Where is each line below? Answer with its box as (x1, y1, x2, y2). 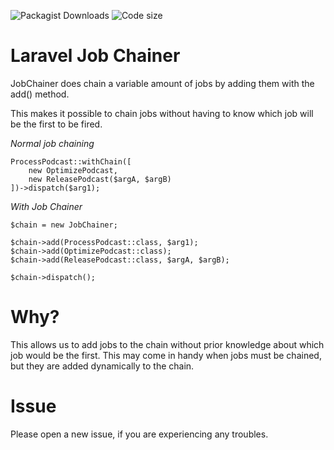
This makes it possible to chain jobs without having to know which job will (10, 107, 314, 119)
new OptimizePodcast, (28, 165, 118, 175)
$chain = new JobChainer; (10, 220, 118, 230)
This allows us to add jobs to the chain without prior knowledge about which (10, 338, 325, 350)
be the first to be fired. (10, 118, 103, 130)
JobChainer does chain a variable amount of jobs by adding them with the (10, 77, 315, 89)
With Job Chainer (10, 200, 83, 212)
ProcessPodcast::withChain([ (10, 156, 132, 167)
